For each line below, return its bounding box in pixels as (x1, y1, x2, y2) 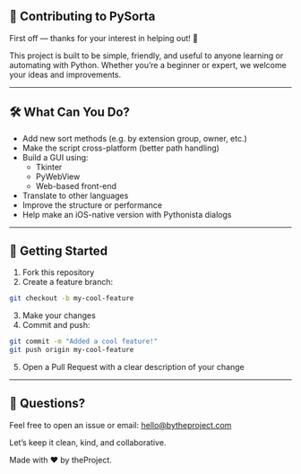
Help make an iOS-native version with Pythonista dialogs (21, 209, 232, 220)
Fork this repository (21, 267, 95, 278)
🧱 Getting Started (9, 244, 108, 259)
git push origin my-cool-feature (9, 346, 134, 355)
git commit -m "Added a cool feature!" (9, 337, 159, 346)
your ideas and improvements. (9, 69, 122, 80)
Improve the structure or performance (21, 199, 163, 211)
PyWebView (35, 171, 81, 182)
